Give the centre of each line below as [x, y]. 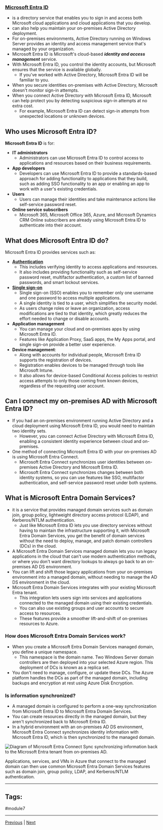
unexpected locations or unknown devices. [62, 116]
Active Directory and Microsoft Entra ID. [78, 467]
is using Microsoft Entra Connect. [45, 456]
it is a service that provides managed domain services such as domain [82, 509]
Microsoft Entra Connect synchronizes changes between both [81, 472]
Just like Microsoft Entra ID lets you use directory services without [85, 525]
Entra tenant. [25, 592]
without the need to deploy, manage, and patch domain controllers [86, 541]
